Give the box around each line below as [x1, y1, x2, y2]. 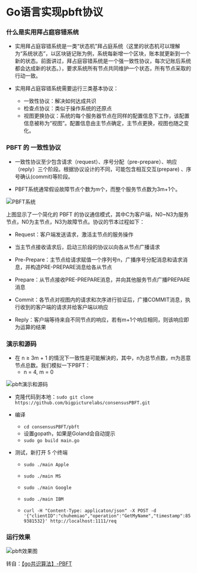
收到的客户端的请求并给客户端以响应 [20, 303, 108, 310]
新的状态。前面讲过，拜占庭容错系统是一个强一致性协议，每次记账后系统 [14, 58, 191, 65]
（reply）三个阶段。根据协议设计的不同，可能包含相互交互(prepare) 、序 [14, 165, 192, 173]
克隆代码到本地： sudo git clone [14, 393, 94, 400]
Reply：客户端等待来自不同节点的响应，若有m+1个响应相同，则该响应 [14, 316, 184, 323]
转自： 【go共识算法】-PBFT [6, 560, 72, 567]
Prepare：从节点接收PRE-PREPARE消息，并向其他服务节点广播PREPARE [14, 276, 190, 283]
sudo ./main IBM [23, 496, 64, 502]
